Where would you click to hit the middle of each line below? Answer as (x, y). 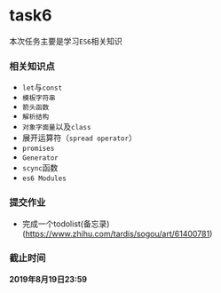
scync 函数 (40, 168)
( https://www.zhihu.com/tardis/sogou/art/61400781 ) (117, 234)
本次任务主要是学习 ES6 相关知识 (66, 41)
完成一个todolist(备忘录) (66, 224)
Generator (40, 158)
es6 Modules (44, 178)
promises (38, 149)
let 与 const (42, 87)
